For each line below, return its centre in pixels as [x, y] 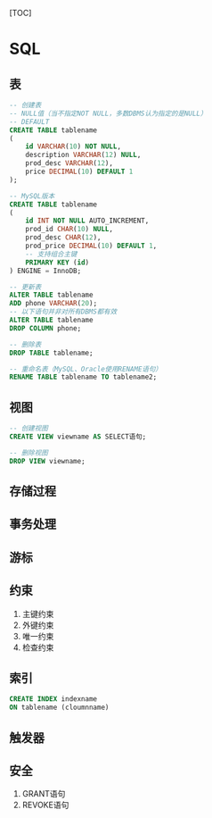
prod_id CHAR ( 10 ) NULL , [69, 230]
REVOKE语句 [45, 805]
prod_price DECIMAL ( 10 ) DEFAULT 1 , [91, 246]
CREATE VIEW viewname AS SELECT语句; [78, 437]
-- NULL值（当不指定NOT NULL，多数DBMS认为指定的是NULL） [108, 113]
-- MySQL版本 [32, 196]
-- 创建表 [25, 105]
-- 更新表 [25, 287]
